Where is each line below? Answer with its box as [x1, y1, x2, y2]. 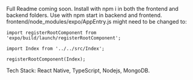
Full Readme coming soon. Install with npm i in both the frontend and [6, 5, 178, 12]
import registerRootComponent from [6, 30, 97, 36]
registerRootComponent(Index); [6, 56, 86, 62]
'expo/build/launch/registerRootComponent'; [6, 35, 121, 41]
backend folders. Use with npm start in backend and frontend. [6, 12, 163, 19]
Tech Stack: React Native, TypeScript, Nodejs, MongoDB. [6, 67, 150, 74]
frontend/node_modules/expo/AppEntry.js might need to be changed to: [6, 18, 187, 25]
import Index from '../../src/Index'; [6, 45, 105, 52]
